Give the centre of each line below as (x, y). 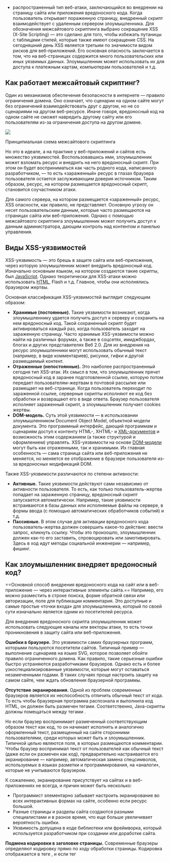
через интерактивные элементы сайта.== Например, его (101, 590)
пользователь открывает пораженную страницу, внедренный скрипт (88, 18)
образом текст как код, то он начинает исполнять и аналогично (75, 727)
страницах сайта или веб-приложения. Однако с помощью (70, 215)
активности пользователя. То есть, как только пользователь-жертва (87, 489)
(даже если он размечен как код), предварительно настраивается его (82, 754)
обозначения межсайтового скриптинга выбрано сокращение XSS (85, 29)
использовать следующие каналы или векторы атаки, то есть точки (79, 627)
